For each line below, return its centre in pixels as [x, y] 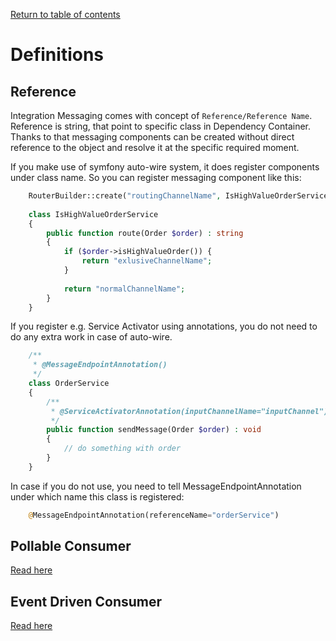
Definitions [57, 55]
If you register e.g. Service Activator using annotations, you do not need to [164, 326]
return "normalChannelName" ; [124, 289]
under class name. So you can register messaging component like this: [156, 177]
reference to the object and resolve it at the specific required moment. [155, 147]
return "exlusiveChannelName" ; [147, 261]
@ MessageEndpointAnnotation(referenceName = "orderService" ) [154, 515]
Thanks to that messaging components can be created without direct [152, 137]
